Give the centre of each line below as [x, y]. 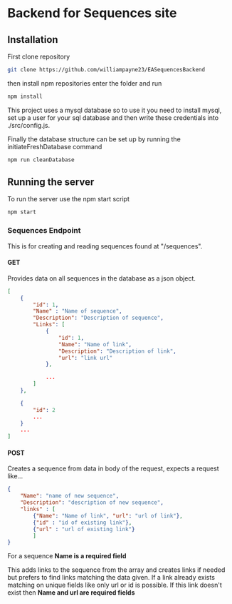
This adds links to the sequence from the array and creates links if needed [116, 570]
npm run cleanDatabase [41, 160]
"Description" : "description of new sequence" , [92, 503]
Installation [33, 40]
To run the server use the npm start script [69, 199]
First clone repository [39, 56]
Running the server [51, 182]
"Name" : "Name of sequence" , [78, 311]
